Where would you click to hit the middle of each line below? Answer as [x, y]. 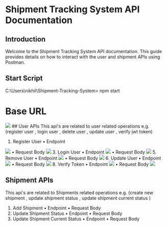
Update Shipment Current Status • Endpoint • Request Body [76, 219]
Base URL [26, 111]
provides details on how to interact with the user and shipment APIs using [83, 57]
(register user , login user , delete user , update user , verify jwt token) [79, 131]
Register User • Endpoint [39, 141]
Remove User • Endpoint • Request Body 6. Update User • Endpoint [83, 158]
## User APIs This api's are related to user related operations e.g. [80, 126]
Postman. [15, 62]
